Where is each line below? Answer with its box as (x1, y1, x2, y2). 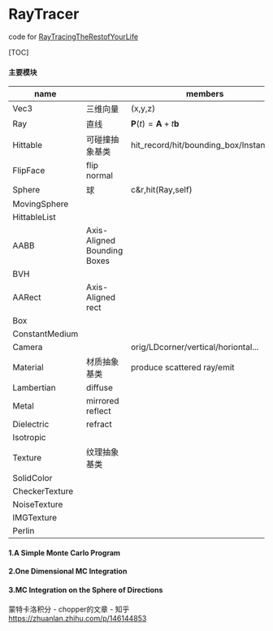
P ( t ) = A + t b (131, 119, 180, 130)
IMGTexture (12, 512, 58, 524)
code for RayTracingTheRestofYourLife (8, 32, 139, 41)
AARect (12, 292, 42, 303)
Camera (12, 342, 43, 353)
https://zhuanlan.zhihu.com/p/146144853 (8, 613, 147, 623)
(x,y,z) (131, 103, 156, 115)
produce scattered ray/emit (131, 362, 235, 374)
